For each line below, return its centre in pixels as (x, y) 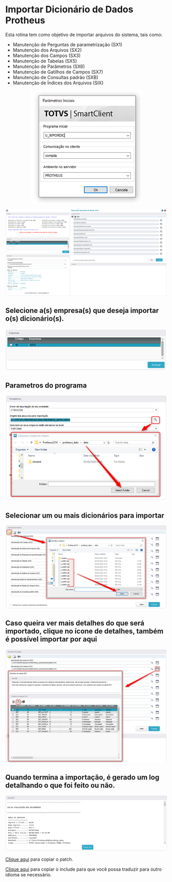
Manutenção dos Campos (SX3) (46, 56)
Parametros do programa (46, 385)
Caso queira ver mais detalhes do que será (75, 623)
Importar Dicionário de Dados (69, 10)
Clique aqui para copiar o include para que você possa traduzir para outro (83, 869)
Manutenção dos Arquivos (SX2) (47, 50)
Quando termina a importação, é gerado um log (82, 777)
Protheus (25, 20)
